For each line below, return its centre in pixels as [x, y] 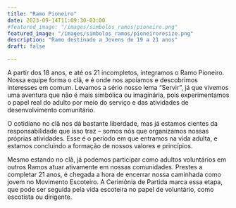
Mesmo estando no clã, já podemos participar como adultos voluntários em [117, 160]
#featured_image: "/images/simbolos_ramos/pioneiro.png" [93, 27]
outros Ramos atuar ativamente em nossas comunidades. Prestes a [105, 167]
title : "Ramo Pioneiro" [42, 14]
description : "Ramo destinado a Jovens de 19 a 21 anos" [93, 40]
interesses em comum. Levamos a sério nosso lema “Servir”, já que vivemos [118, 87]
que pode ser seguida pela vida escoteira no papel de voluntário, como [111, 189]
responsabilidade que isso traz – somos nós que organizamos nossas [108, 131]
